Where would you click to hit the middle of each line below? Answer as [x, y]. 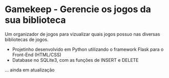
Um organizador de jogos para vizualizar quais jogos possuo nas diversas [82, 34]
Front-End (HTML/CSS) [37, 55]
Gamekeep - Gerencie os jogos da [78, 9]
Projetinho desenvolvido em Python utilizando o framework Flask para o [88, 49]
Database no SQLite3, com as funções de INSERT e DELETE [75, 60]
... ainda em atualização [30, 70]
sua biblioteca [35, 20]
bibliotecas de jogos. [27, 40]
